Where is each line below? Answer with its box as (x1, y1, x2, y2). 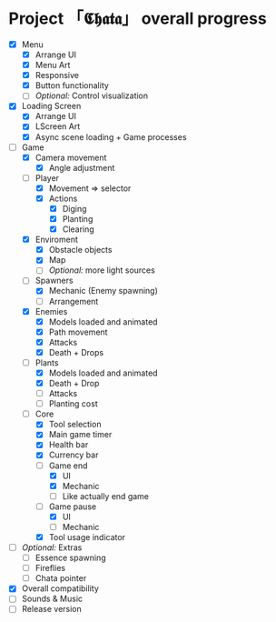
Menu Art (34, 60, 71, 71)
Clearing (62, 224, 94, 235)
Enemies (34, 306, 68, 316)
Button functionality (34, 80, 110, 91)
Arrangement (48, 296, 99, 306)
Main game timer (48, 429, 113, 440)
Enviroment (34, 234, 79, 246)
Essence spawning (34, 552, 106, 564)
